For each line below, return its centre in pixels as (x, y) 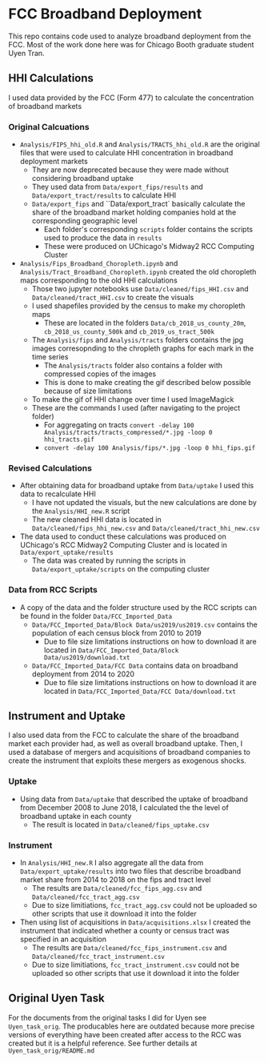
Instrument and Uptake (67, 716)
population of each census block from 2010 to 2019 (116, 632)
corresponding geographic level (84, 221)
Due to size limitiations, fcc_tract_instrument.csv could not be (136, 965)
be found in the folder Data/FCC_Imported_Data (96, 616)
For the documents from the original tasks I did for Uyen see (107, 1017)
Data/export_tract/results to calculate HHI (104, 195)
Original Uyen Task (57, 999)
